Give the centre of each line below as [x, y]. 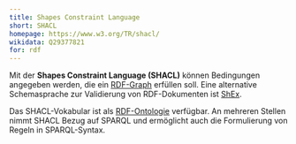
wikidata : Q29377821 [47, 42]
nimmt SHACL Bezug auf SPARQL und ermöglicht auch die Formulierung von [149, 121]
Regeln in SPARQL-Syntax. [57, 130]
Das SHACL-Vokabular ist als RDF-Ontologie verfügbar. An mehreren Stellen [148, 111]
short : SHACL [33, 26]
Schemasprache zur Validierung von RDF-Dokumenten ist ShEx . [125, 95]
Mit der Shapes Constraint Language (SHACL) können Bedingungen [135, 75]
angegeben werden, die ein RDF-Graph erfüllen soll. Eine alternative [133, 85]
